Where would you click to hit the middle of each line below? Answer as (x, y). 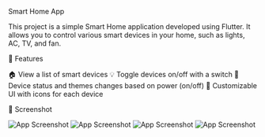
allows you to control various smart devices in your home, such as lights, (127, 35)
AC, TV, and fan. (35, 43)
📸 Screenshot (30, 109)
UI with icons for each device (56, 94)
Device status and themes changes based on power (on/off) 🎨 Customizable (133, 85)
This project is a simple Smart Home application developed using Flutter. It (129, 26)
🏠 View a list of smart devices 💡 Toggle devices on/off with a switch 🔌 (124, 74)
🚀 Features (26, 59)
